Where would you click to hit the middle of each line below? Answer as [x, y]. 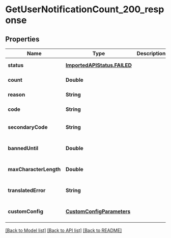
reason [17, 94]
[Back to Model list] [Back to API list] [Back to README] [64, 230]
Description [151, 53]
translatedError [27, 190]
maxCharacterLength [34, 169]
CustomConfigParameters [98, 211]
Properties [22, 39]
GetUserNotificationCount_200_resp [85, 9]
